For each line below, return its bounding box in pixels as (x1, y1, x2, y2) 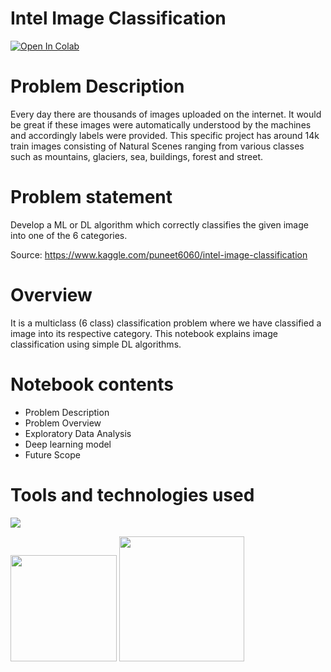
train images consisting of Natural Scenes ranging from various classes (10, 140, 305, 152)
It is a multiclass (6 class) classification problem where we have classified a (10, 317, 322, 329)
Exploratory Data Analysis (24, 427, 132, 439)
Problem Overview (24, 417, 102, 429)
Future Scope (24, 448, 81, 461)
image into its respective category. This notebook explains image (10, 327, 278, 339)
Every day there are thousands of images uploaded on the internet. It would (10, 108, 322, 120)
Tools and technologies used (10, 483, 255, 506)
